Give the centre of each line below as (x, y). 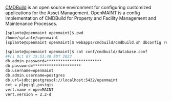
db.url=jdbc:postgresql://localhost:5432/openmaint (61, 80)
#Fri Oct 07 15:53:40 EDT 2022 (39, 56)
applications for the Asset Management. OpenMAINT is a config (73, 13)
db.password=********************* (43, 66)
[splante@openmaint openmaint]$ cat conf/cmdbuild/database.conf (76, 52)
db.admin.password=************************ (53, 61)
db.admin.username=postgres (35, 75)
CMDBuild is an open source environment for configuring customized (78, 7)
